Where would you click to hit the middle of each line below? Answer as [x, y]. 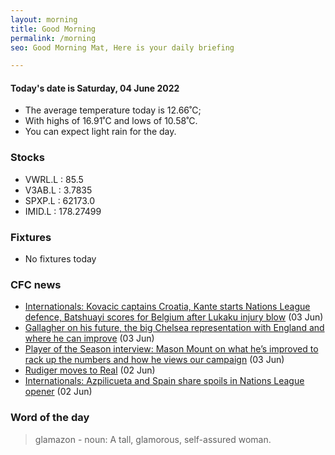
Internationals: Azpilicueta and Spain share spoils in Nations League [164, 381]
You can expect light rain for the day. [100, 132]
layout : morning [44, 19]
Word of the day [50, 418]
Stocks [27, 158]
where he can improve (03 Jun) [89, 338]
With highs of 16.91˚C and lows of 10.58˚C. [111, 121]
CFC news [36, 284]
